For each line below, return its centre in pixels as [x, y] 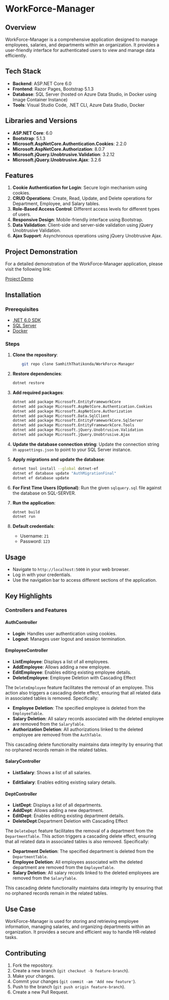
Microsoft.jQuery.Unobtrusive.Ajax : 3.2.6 [57, 160]
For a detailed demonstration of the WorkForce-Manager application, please [84, 264]
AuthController [21, 622]
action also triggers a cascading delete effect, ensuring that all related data [83, 693]
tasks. [12, 937]
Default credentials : [34, 526]
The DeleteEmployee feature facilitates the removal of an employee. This [79, 687]
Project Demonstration [41, 252]
